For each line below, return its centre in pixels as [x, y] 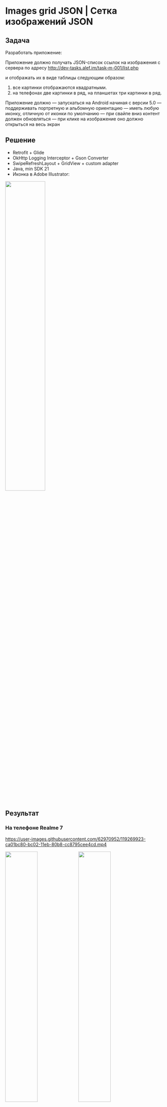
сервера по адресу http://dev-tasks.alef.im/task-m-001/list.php [72, 68]
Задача [17, 40]
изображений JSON [49, 22]
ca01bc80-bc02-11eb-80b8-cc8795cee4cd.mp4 [56, 844]
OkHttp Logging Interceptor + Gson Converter [60, 158]
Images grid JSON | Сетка [61, 11]
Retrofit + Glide [28, 152]
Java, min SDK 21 [31, 169]
